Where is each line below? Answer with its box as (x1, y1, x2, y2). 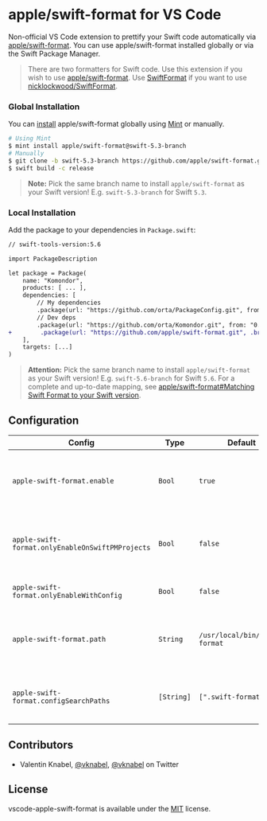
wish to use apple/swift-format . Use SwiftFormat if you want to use (27, 72, 248, 82)
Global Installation (8, 101, 80, 112)
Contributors (8, 738, 74, 752)
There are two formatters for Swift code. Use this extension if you (27, 64, 243, 73)
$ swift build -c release (8, 164, 94, 172)
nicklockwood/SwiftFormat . (27, 81, 118, 91)
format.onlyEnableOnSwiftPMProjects (12, 543, 151, 552)
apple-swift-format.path (12, 635, 106, 643)
